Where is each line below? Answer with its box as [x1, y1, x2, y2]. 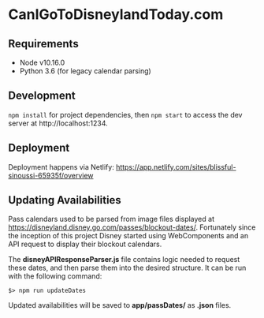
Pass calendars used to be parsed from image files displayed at [8, 215, 215, 224]
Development [8, 89, 76, 103]
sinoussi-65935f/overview [8, 170, 94, 180]
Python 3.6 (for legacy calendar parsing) [19, 66, 151, 76]
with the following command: [8, 271, 102, 281]
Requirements [8, 37, 79, 51]
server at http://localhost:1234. [8, 118, 108, 128]
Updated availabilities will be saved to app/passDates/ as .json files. [8, 301, 232, 310]
